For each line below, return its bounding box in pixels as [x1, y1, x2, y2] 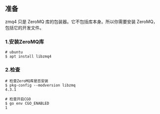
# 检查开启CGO [5, 97, 31, 102]
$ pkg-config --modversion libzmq [5, 83, 76, 88]
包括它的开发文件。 [5, 25, 44, 30]
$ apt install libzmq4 [5, 54, 52, 59]
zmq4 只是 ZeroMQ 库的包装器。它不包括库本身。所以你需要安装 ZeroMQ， [5, 19, 158, 25]
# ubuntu [5, 50, 23, 55]
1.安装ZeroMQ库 [5, 38, 44, 45]
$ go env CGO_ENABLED [5, 101, 50, 106]
